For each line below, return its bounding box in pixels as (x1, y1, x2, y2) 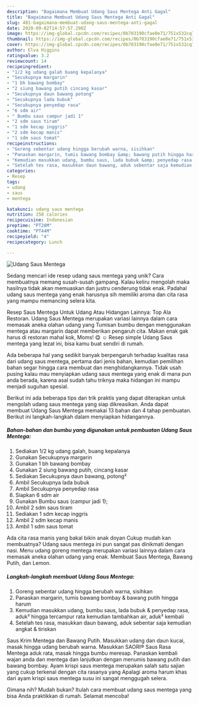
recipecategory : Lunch (6, 239, 63, 245)
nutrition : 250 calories (6, 212, 68, 217)
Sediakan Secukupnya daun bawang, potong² (15, 473, 127, 480)
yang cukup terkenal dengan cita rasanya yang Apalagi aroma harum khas (6, 668, 188, 675)
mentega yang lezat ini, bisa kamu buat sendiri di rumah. (6, 340, 144, 347)
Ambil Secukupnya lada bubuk (15, 479, 90, 486)
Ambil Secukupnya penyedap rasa (15, 485, 99, 492)
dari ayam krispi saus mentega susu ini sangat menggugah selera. (6, 675, 168, 682)
